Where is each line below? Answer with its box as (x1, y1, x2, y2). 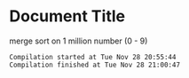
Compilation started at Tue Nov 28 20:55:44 (9, 52, 177, 61)
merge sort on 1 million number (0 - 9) (9, 35, 148, 46)
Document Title (9, 6, 126, 27)
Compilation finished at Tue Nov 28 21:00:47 (9, 60, 180, 69)
